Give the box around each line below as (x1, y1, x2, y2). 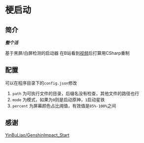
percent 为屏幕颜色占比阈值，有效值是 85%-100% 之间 (12, 103, 116, 108)
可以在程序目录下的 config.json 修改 (5, 80, 77, 86)
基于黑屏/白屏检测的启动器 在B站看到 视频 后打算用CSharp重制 (5, 50, 130, 56)
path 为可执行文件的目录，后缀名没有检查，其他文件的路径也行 (12, 90, 140, 96)
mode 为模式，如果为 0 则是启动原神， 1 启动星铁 (12, 97, 105, 103)
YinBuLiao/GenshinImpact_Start (5, 132, 70, 138)
